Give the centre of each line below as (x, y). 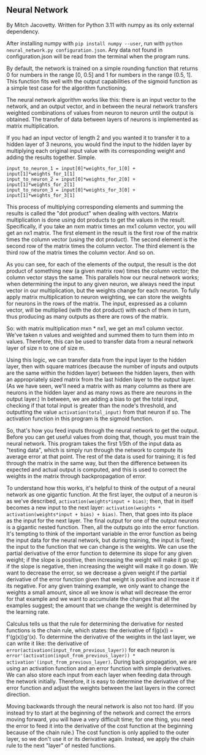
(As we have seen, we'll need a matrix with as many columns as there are (99, 385)
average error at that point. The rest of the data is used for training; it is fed (101, 456)
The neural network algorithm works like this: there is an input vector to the (101, 99)
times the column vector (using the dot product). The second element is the (102, 239)
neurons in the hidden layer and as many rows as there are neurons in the (99, 392)
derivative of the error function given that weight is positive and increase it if (103, 579)
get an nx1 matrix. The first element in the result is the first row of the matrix (102, 233)
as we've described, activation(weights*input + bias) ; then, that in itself (100, 501)
